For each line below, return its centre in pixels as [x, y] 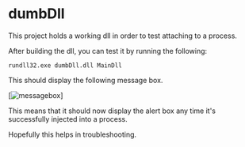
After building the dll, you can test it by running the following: [108, 51]
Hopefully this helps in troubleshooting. [73, 134]
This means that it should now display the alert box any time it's [112, 111]
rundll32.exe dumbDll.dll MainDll [65, 65]
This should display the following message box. [86, 80]
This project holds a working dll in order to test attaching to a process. [123, 36]
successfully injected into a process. [68, 119]
